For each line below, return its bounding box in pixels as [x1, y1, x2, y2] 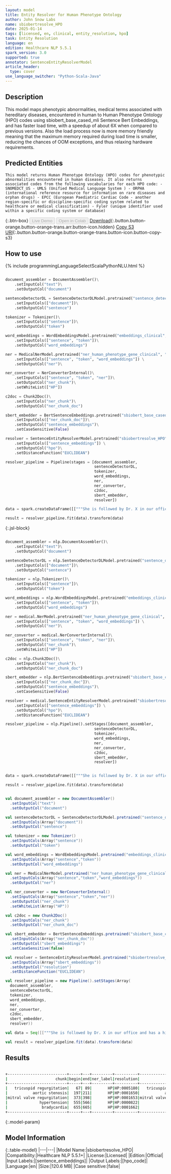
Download [89, 217, 111, 223]
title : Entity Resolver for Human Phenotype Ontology [5, 12, 122, 17]
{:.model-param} [5, 1118, 41, 1125]
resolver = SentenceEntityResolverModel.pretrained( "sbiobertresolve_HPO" [5, 436, 167, 441]
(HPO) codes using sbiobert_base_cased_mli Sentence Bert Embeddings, [5, 117, 159, 123]
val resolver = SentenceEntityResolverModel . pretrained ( [5, 955, 129, 960]
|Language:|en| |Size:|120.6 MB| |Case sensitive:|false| [5, 1163, 121, 1169]
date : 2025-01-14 [5, 27, 42, 32]
